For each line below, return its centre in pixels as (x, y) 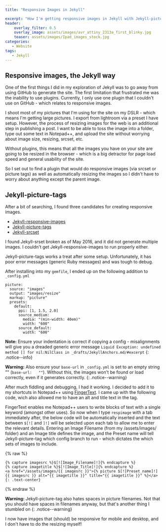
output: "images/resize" (35, 293)
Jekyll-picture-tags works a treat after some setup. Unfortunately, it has (78, 257)
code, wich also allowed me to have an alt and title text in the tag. (72, 398)
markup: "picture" (29, 298)
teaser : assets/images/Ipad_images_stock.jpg (62, 37)
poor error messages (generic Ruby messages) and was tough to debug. (79, 262)
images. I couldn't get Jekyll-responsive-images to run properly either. (77, 247)
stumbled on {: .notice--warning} (39, 509)
